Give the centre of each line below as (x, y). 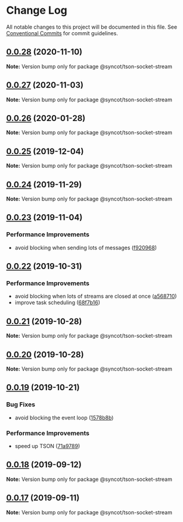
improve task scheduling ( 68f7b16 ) (57, 302)
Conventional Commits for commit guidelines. (62, 33)
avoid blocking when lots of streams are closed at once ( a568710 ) (96, 296)
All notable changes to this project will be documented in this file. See (92, 27)
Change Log (37, 10)
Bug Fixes (21, 404)
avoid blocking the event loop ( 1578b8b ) (64, 418)
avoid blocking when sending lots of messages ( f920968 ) (86, 248)
